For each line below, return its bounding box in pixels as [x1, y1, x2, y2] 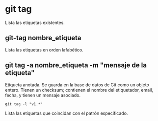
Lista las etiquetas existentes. [5, 20, 65, 25]
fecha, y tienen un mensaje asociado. [5, 92, 81, 98]
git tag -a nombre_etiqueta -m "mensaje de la [5, 61, 147, 70]
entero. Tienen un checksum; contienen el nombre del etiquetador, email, [5, 87, 154, 93]
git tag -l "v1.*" [5, 101, 43, 106]
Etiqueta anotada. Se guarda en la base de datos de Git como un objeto [5, 82, 150, 88]
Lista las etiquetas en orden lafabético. [5, 47, 83, 52]
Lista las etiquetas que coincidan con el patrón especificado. [5, 110, 128, 116]
